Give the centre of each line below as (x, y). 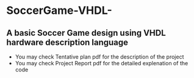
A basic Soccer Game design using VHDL (86, 33)
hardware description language (67, 42)
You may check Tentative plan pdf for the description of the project (99, 57)
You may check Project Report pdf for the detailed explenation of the (102, 63)
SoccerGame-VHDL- (59, 11)
